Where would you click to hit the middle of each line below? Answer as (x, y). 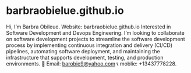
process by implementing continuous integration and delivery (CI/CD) (89, 45)
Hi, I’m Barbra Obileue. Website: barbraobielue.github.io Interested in (89, 27)
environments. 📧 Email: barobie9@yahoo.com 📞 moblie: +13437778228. (91, 63)
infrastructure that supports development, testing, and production (85, 57)
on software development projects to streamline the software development (95, 39)
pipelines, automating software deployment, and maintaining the (83, 51)
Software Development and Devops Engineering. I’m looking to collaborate (95, 32)
